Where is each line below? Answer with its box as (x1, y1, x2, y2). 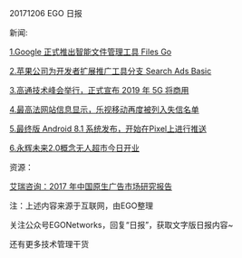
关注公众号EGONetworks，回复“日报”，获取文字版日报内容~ (9, 220, 234, 230)
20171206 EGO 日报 (9, 8, 83, 18)
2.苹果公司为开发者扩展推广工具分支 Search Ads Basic (9, 66, 212, 76)
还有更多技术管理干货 (9, 239, 89, 249)
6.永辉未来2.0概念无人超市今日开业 (9, 143, 140, 153)
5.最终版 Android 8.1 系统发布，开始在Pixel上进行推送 (9, 123, 207, 134)
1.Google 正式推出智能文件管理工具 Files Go (9, 46, 172, 57)
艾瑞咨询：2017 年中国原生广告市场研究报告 (9, 181, 172, 192)
